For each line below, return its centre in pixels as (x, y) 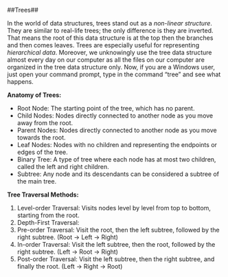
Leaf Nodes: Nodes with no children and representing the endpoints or (117, 145)
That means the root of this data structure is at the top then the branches (110, 38)
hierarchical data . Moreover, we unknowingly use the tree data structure (110, 52)
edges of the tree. (43, 152)
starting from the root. (48, 215)
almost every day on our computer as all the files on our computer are (106, 60)
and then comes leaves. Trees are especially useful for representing (103, 45)
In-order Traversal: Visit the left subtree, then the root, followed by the (116, 244)
